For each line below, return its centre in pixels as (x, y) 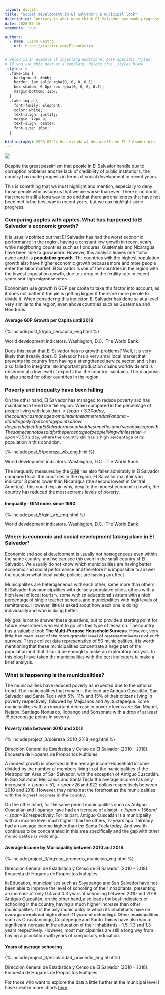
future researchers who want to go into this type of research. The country (80, 625)
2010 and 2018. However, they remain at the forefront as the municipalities (80, 790)
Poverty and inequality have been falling (54, 390)
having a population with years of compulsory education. (63, 935)
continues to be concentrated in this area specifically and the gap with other (82, 831)
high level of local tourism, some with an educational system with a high (78, 595)
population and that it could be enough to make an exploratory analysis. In (80, 651)
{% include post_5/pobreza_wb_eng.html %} (50, 452)
